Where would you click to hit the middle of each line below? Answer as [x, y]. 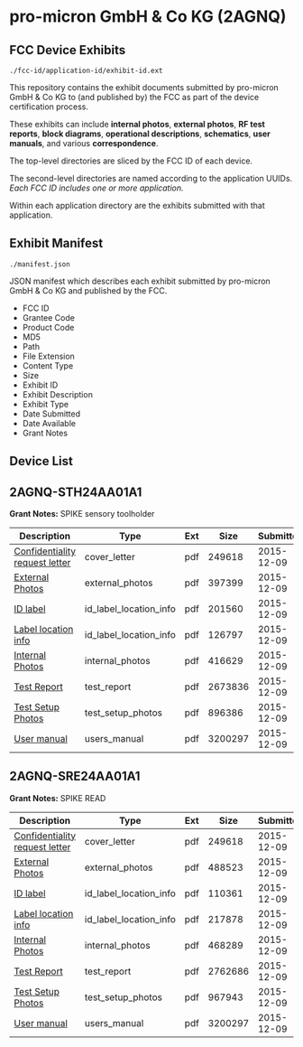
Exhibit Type [46, 404]
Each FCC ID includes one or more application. [96, 188]
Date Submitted [51, 414]
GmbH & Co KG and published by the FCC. [88, 290]
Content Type [48, 365]
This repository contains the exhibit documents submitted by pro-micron [144, 87]
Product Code [48, 327]
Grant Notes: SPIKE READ [58, 798]
